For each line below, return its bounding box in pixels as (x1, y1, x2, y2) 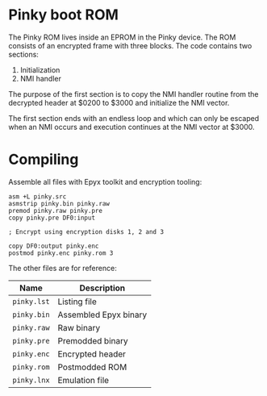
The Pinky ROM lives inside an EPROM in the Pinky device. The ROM (8, 32, 236, 42)
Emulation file (57, 374, 110, 386)
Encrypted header (57, 348, 127, 360)
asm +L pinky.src (8, 192, 67, 201)
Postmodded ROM (57, 361, 127, 373)
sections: (8, 49, 39, 59)
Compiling (8, 151, 79, 169)
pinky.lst (12, 297, 50, 306)
